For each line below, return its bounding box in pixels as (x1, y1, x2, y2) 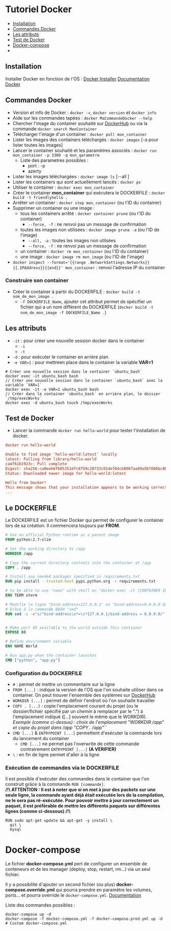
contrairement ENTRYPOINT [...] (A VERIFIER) (20, 746, 117, 752)
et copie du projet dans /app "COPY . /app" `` (12, 724, 107, 731)
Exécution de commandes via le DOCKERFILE (5, 765, 120, 772)
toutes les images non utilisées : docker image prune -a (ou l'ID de (20, 227, 159, 233)
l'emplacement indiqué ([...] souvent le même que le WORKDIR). (12, 714, 147, 720)
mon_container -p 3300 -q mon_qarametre (12, 153, 100, 158)
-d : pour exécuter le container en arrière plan (12, 354, 108, 360)
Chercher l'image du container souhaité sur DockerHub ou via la (12, 120, 148, 126)
